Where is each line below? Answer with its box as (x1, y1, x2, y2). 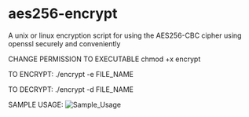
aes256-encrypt (8, 5, 118, 23)
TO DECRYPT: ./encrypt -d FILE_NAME (8, 84, 134, 94)
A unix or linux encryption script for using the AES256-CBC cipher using (8, 31, 242, 40)
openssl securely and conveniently (8, 38, 121, 48)
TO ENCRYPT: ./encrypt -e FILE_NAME (8, 69, 134, 79)
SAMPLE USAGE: (8, 100, 64, 109)
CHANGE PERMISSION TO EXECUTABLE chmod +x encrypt (8, 54, 201, 64)
